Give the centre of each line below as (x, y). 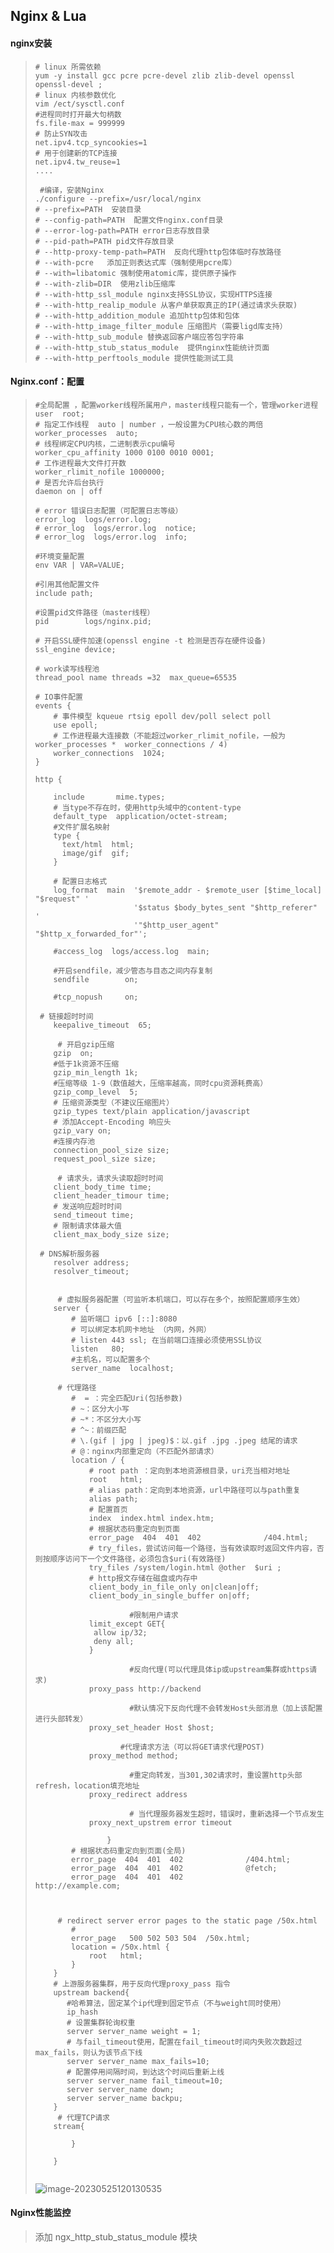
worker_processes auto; (86, 433)
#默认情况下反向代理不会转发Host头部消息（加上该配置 (226, 1708)
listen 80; (98, 1349)
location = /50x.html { (120, 1947)
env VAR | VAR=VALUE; (79, 565)
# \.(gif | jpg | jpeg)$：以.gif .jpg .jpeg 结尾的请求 (184, 1440)
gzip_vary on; (82, 1130)
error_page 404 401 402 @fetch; (174, 1868)
